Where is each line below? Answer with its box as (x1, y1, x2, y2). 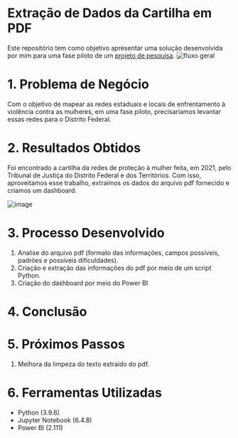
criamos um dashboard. (7, 186, 77, 194)
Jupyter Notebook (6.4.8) (17, 415, 92, 424)
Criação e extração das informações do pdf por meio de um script (17, 264, 212, 272)
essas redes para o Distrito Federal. (7, 115, 112, 123)
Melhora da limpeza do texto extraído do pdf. (17, 360, 150, 368)
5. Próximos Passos (7, 336, 126, 353)
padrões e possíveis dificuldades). (17, 256, 119, 264)
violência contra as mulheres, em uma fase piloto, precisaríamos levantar (7, 107, 222, 115)
